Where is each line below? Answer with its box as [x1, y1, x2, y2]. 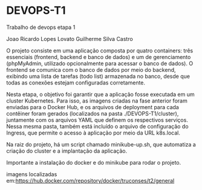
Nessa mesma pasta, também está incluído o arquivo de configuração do [6, 122, 189, 130]
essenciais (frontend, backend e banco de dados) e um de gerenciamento [6, 53, 191, 60]
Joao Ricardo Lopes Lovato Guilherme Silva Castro [6, 35, 133, 42]
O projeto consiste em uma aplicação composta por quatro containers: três [6, 46, 194, 54]
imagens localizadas [6, 170, 57, 178]
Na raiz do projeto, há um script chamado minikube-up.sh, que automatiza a [6, 141, 197, 148]
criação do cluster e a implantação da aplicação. [6, 147, 128, 154]
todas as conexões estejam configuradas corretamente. [6, 79, 146, 86]
